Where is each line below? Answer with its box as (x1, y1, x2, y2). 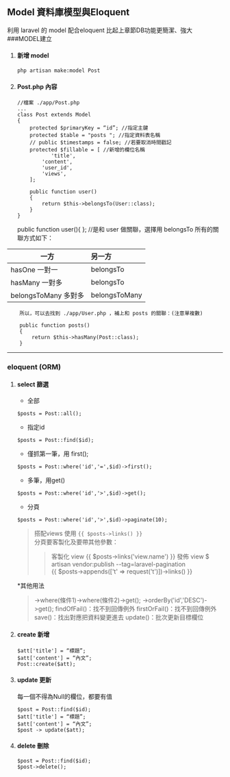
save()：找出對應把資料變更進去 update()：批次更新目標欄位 (34, 613, 204, 621)
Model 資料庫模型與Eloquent (7, 6, 130, 18)
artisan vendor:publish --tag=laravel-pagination (51, 560, 186, 569)
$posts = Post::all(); (16, 410, 82, 417)
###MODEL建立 (7, 34, 53, 42)
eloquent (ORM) (7, 362, 62, 372)
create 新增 (16, 630, 50, 639)
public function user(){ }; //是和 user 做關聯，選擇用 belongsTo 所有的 (16, 225, 214, 234)
